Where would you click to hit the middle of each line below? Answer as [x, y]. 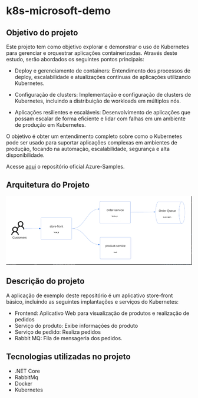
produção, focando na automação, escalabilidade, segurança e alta [88, 149]
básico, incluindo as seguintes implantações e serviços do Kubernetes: [92, 301]
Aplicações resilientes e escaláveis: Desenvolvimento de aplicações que [102, 112]
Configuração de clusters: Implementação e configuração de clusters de [103, 95]
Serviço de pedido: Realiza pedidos [58, 332]
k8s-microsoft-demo [58, 11]
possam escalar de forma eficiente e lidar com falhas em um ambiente [100, 119]
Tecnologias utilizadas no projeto [68, 357]
